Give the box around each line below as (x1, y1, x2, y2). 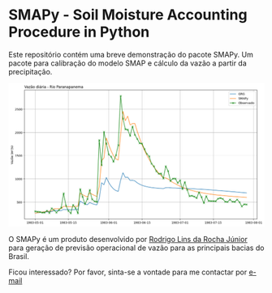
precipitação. (8, 66, 53, 76)
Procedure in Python (8, 23, 150, 41)
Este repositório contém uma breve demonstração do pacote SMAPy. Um (8, 49, 253, 59)
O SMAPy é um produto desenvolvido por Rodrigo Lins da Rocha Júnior (8, 234, 248, 244)
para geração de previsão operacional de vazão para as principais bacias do (8, 243, 265, 253)
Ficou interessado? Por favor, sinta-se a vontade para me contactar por (8, 267, 248, 277)
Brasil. (8, 251, 30, 261)
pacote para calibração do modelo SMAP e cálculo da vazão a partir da (8, 58, 248, 68)
